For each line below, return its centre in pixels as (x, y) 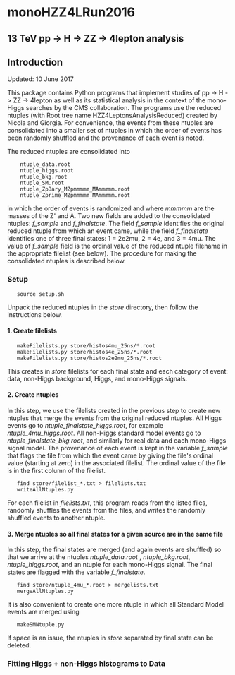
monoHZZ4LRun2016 (71, 12)
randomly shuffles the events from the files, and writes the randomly (107, 510)
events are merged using (43, 612)
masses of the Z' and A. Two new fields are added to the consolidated (109, 216)
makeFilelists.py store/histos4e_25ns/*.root (84, 352)
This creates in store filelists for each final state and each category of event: (118, 371)
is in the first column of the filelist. (56, 471)
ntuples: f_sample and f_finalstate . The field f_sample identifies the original (116, 224)
